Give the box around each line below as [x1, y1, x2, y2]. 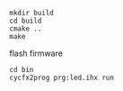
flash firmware [9, 48, 63, 59]
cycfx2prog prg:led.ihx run [9, 73, 115, 82]
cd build [9, 16, 42, 25]
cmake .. [9, 24, 42, 33]
